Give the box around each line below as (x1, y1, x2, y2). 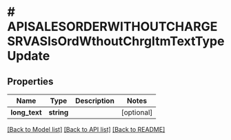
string (48, 108, 69, 117)
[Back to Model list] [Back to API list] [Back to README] (7, 126, 165, 133)
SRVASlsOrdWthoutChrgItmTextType (7, 34, 225, 49)
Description (74, 96, 115, 106)
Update (7, 48, 50, 64)
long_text (10, 108, 43, 117)
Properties (7, 75, 54, 87)
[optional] (121, 108, 153, 117)
